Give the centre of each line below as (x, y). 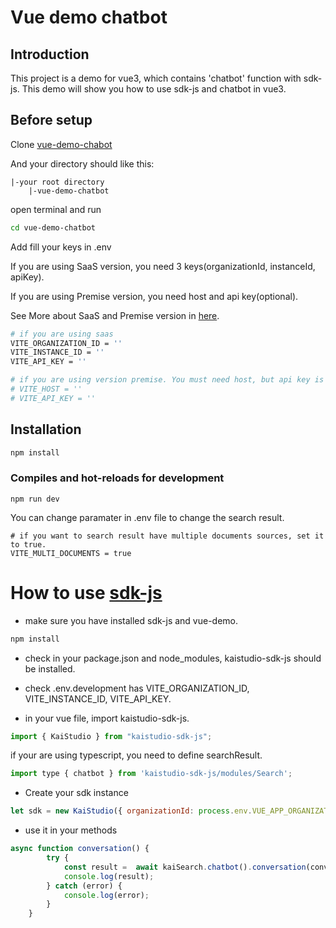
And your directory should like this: (82, 163)
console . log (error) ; (106, 895)
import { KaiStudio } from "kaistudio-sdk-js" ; (111, 736)
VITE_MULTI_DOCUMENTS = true (71, 553)
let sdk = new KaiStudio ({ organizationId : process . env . (131, 811)
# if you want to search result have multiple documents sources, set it (167, 536)
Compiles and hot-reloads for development (117, 478)
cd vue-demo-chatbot (53, 227)
